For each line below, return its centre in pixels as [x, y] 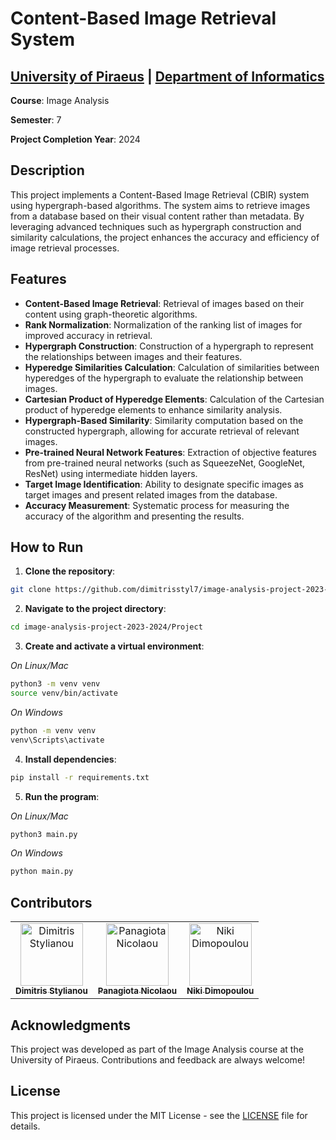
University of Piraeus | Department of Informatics [167, 76]
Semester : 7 [36, 120]
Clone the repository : [70, 571]
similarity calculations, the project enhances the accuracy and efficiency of [165, 237]
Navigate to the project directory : [95, 609]
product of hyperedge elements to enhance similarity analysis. [153, 409]
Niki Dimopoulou [220, 991]
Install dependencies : [70, 759]
